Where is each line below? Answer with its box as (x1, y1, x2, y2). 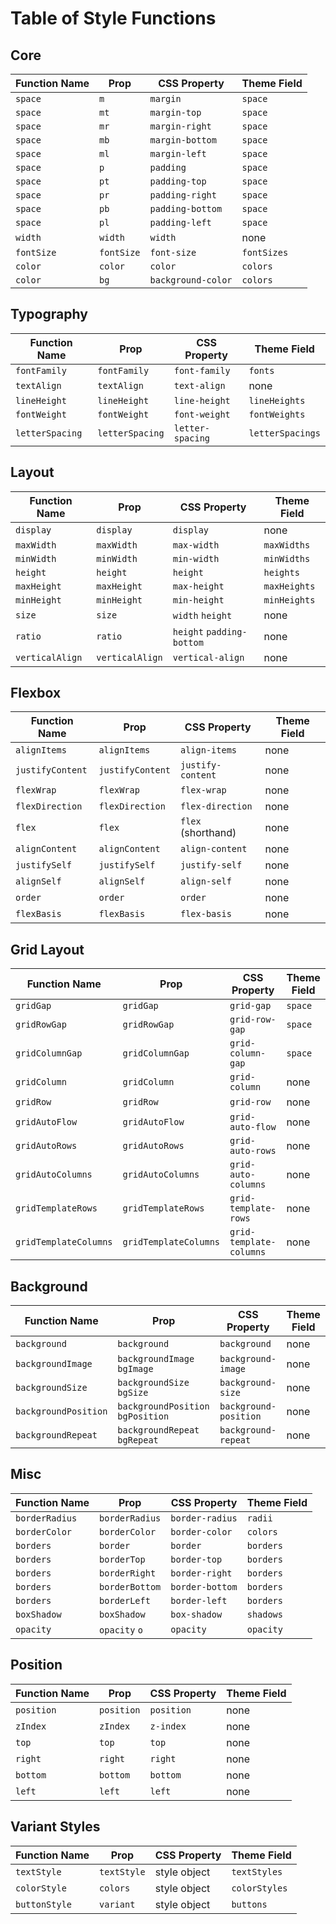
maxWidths (263, 539, 311, 551)
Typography (10, 306, 88, 323)
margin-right (149, 121, 212, 132)
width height (172, 610, 233, 621)
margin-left (149, 148, 207, 159)
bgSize (117, 1387, 149, 1399)
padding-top (149, 176, 207, 187)
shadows (246, 1608, 283, 1620)
